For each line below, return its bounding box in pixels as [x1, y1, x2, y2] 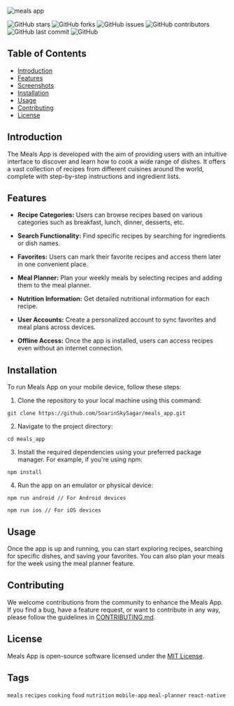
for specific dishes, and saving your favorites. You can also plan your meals [7, 552, 225, 561]
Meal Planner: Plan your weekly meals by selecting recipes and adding [17, 273, 222, 282]
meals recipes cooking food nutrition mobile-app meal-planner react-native [7, 692, 226, 699]
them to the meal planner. [17, 281, 92, 289]
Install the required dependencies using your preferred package [17, 448, 202, 456]
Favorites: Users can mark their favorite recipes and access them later [17, 252, 221, 261]
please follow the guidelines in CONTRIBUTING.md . [7, 612, 156, 621]
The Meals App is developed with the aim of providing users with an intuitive [7, 150, 227, 158]
